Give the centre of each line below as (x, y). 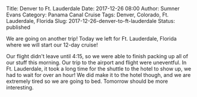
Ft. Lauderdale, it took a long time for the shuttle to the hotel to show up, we (99, 69)
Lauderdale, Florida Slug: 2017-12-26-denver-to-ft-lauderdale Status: (90, 21)
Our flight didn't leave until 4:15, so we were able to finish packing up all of (97, 56)
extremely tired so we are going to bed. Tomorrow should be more (87, 81)
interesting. (20, 87)
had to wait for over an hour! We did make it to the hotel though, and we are (99, 75)
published (18, 27)
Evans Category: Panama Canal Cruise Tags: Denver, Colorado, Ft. (88, 15)
